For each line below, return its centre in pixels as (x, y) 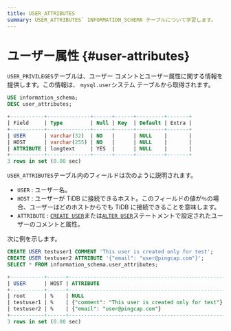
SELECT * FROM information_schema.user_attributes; (82, 264)
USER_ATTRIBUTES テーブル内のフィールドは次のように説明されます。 (102, 175)
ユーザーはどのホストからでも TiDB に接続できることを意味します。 (124, 207)
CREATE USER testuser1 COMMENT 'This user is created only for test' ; (110, 252)
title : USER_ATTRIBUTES (41, 13)
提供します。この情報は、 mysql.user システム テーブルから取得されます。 (111, 85)
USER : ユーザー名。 (44, 190)
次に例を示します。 (34, 239)
